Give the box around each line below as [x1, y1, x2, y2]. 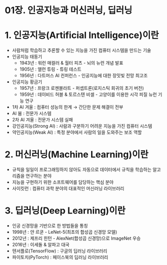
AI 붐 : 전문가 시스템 [12, 111, 52, 117]
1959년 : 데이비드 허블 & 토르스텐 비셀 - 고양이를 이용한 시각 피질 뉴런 [19, 91, 157, 97]
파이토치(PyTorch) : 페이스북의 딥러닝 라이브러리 [12, 254, 108, 260]
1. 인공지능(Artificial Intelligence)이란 [5, 30, 159, 41]
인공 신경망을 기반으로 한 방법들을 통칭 [12, 223, 88, 229]
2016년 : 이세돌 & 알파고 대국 [12, 242, 70, 247]
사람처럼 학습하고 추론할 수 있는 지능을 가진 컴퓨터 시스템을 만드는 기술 [12, 47, 151, 54]
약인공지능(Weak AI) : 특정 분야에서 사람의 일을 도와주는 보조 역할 [12, 129, 142, 135]
